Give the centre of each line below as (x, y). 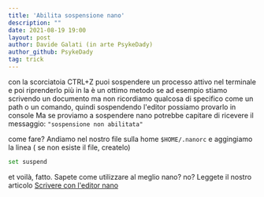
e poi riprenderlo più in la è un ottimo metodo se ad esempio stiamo (118, 90)
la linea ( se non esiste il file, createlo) (69, 147)
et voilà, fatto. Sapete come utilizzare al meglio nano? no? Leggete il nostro (130, 177)
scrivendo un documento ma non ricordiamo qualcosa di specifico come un (131, 98)
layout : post (30, 37)
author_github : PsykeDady (50, 52)
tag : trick (26, 60)
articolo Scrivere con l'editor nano (63, 185)
